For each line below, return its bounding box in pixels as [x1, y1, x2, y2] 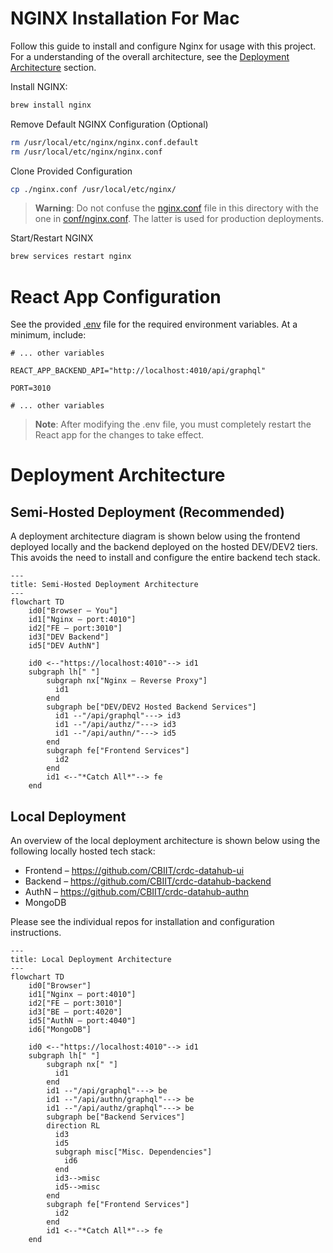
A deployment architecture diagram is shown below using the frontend [10, 530, 301, 542]
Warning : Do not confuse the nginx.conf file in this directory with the [34, 202, 319, 214]
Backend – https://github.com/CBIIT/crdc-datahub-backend [24, 875, 272, 887]
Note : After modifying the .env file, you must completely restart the [34, 418, 312, 431]
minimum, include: [10, 329, 87, 341]
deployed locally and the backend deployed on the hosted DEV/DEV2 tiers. [10, 541, 318, 553]
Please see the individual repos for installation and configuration [10, 916, 275, 928]
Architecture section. [10, 61, 97, 73]
